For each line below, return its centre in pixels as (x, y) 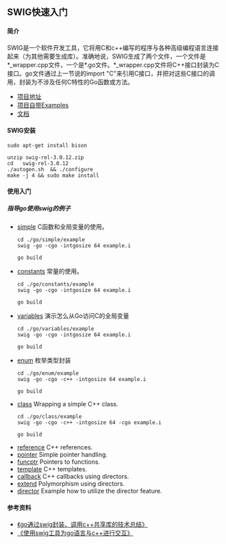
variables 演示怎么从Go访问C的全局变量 (73, 316)
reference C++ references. (55, 447)
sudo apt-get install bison (47, 145)
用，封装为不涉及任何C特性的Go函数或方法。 (71, 82)
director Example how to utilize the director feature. (89, 491)
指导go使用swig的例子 (39, 208)
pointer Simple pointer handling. (62, 455)
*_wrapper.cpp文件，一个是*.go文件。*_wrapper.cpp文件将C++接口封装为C (113, 64)
